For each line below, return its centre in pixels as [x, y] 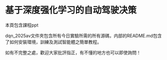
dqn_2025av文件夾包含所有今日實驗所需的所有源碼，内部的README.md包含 [83, 35]
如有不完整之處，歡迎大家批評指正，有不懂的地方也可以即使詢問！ [73, 52]
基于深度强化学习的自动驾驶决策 [71, 10]
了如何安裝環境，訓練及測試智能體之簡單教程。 [53, 42]
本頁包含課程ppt [22, 25]
